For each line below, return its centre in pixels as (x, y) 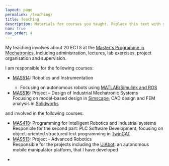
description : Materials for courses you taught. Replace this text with (83, 24)
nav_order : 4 (19, 33)
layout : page (19, 10)
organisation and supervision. (36, 58)
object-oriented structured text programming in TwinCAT (71, 134)
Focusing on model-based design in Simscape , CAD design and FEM (84, 98)
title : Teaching (22, 19)
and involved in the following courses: (45, 113)
